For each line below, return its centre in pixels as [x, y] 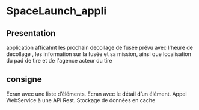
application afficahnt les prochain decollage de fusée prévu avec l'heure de [100, 47]
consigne [24, 79]
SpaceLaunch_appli [57, 11]
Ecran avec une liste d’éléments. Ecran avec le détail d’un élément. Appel [97, 94]
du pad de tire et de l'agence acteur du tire [59, 60]
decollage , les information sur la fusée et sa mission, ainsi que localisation [99, 54]
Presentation [31, 33]
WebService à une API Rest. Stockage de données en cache [81, 100]
